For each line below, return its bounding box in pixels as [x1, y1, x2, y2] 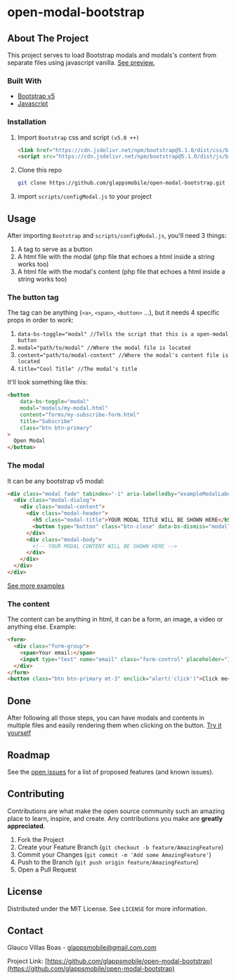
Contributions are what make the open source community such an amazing [7, 807, 225, 815]
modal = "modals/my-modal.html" [20, 405, 109, 412]
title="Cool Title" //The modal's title [17, 365, 138, 373]
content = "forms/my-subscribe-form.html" [20, 411, 140, 418]
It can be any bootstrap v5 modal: [7, 477, 105, 485]
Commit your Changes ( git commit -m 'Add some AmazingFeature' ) [17, 850, 212, 859]
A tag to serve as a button [17, 245, 93, 253]
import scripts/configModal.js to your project [17, 192, 152, 201]
